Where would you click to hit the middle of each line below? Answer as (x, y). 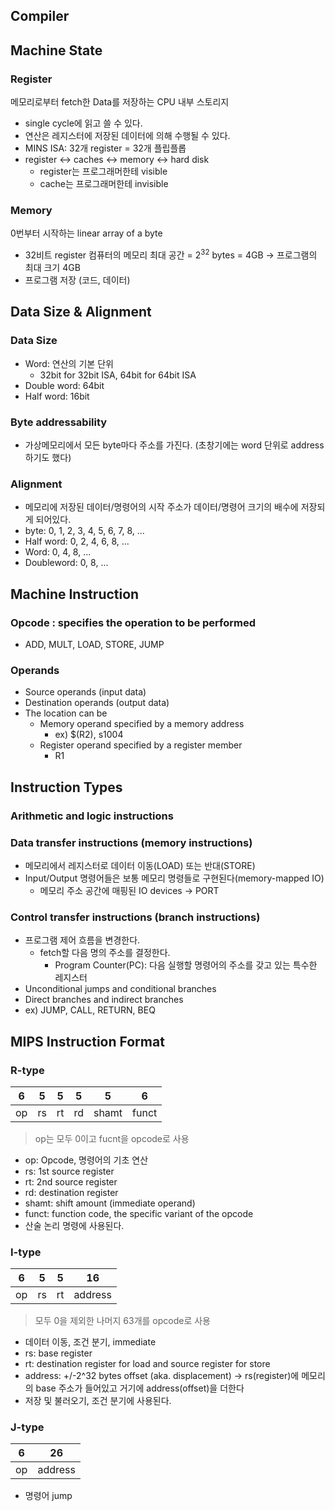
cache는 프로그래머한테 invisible (104, 184)
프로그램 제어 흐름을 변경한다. (82, 940)
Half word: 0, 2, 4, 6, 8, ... (77, 541)
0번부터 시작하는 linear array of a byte (86, 233)
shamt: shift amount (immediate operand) (110, 1203)
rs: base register (58, 1353)
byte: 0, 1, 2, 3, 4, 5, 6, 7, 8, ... (84, 531)
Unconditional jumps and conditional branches (120, 989)
